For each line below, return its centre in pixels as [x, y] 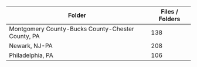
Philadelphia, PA [31, 55]
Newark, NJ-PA [31, 46]
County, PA [24, 36]
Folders [169, 19]
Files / [170, 11]
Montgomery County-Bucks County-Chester [72, 29]
